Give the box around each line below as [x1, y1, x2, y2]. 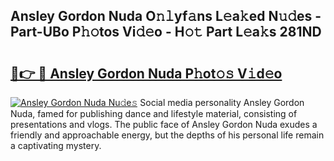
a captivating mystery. [10, 140, 102, 151]
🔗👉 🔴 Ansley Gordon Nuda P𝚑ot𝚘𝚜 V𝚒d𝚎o [10, 65, 283, 82]
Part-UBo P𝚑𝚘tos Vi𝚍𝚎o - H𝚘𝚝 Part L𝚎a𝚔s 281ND [10, 24, 322, 41]
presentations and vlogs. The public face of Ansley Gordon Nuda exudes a [10, 119, 318, 130]
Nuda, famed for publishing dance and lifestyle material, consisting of [10, 108, 298, 119]
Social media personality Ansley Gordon [139, 97, 305, 108]
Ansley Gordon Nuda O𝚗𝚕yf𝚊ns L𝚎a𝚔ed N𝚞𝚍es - [10, 8, 322, 25]
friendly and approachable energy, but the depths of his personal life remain [10, 129, 325, 141]
